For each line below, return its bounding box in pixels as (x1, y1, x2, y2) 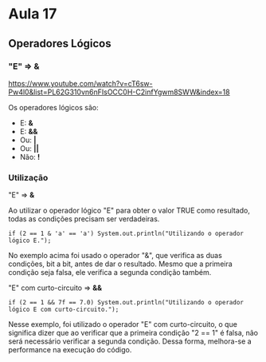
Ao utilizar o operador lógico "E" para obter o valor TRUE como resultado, (8, 205, 251, 216)
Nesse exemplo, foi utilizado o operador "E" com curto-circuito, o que (8, 320, 237, 329)
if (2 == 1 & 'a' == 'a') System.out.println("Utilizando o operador (8, 229, 244, 238)
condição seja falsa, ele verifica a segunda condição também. (8, 268, 212, 277)
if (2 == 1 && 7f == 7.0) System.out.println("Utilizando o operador (8, 299, 244, 307)
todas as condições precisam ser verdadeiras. (8, 214, 160, 224)
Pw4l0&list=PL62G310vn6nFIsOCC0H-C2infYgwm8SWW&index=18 (8, 87, 230, 97)
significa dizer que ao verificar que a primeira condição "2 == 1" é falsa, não (8, 328, 259, 338)
